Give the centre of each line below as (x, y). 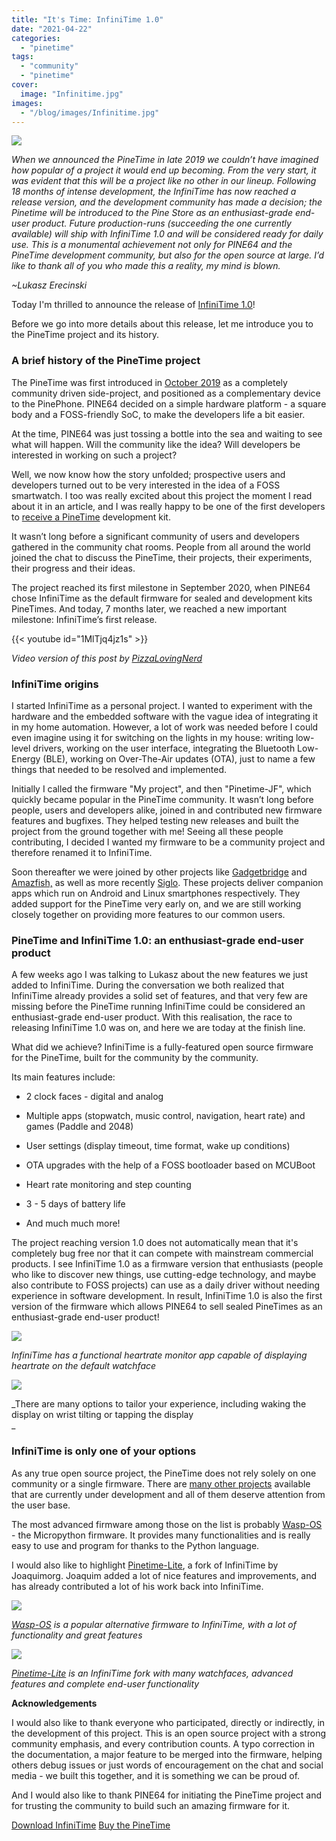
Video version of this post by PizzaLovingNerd (107, 658)
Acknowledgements (54, 1703)
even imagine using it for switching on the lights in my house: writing (152, 737)
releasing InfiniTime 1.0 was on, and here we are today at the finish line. (158, 1028)
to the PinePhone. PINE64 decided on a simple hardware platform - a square (169, 403)
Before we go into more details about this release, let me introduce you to (162, 324)
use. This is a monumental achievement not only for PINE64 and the (152, 245)
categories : (36, 38)
